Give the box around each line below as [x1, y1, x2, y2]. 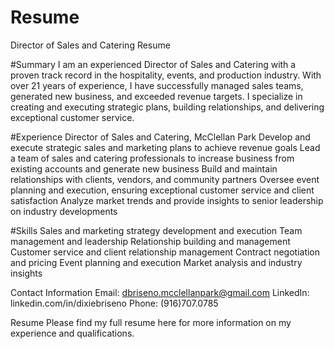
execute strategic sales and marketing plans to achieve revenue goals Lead [10, 141, 321, 153]
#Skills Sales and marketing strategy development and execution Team [10, 224, 303, 236]
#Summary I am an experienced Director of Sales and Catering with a [10, 58, 297, 70]
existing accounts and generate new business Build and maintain [10, 162, 278, 175]
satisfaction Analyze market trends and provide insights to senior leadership [10, 194, 324, 206]
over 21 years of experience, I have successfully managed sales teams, [10, 79, 304, 91]
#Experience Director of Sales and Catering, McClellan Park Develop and [10, 131, 311, 143]
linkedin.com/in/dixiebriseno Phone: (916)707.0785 [10, 297, 219, 309]
